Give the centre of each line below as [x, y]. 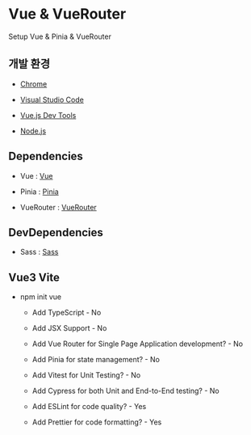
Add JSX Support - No [69, 328]
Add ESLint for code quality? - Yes [89, 407]
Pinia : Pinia [39, 192]
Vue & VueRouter [67, 14]
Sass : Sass [39, 252]
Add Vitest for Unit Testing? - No [86, 375]
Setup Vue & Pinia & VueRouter [60, 36]
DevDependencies [56, 232]
